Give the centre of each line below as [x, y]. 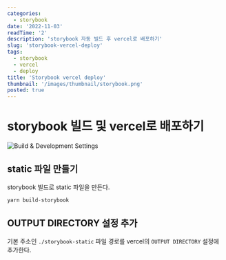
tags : [15, 52]
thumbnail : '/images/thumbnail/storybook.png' [75, 84]
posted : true [26, 90]
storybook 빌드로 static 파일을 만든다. [59, 187]
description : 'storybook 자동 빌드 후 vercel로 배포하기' [85, 39]
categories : [24, 13]
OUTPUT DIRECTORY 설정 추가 [72, 223]
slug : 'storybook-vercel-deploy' [55, 45]
